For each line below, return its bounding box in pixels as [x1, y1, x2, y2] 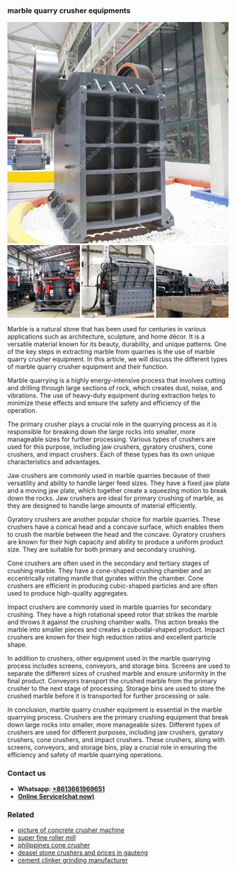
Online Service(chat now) [17, 792, 95, 800]
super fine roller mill [17, 833, 76, 841]
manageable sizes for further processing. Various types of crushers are [7, 435, 216, 444]
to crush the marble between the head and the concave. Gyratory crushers [7, 530, 226, 539]
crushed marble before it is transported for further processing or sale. [7, 692, 211, 700]
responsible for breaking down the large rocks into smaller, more [7, 428, 196, 436]
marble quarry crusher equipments [7, 6, 131, 16]
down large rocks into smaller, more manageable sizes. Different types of [7, 721, 221, 729]
